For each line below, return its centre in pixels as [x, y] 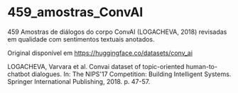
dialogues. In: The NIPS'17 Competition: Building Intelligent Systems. [131, 74]
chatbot [19, 74]
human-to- [202, 66]
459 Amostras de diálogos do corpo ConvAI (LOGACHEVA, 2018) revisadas [117, 32]
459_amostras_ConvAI [75, 12]
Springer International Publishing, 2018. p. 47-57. [79, 81]
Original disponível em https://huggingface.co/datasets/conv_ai [100, 53]
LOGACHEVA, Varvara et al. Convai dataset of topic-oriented [96, 66]
